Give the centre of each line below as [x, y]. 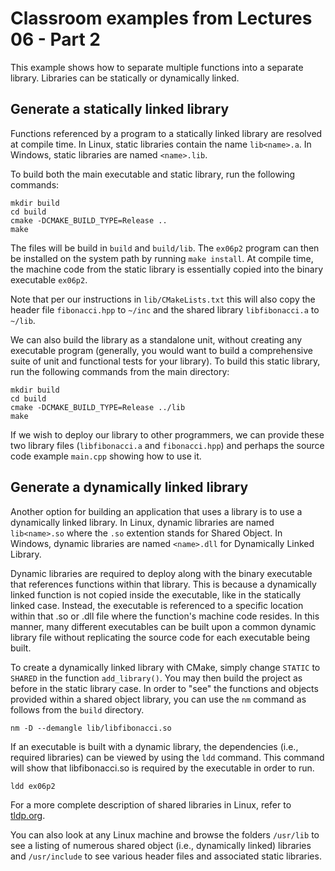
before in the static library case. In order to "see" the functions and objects [164, 688]
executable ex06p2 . [49, 279]
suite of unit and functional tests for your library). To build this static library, [165, 361]
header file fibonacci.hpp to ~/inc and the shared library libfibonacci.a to [165, 309]
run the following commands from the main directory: [120, 371]
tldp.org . [28, 815]
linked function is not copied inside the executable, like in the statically [156, 594]
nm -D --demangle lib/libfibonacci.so [91, 728]
